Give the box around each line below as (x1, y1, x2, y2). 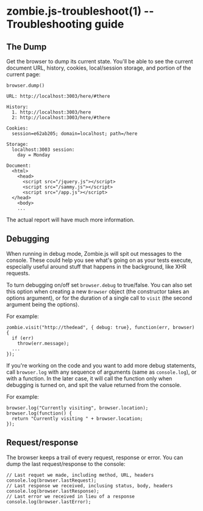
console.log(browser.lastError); (6, 499, 91, 505)
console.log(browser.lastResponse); (6, 488, 99, 494)
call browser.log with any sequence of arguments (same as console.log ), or (6, 368, 197, 375)
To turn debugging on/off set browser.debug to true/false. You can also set (6, 281, 192, 288)
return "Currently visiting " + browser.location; (12, 415, 143, 422)
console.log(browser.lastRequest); (6, 477, 97, 484)
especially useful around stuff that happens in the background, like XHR (6, 263, 187, 270)
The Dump (6, 42, 47, 52)
